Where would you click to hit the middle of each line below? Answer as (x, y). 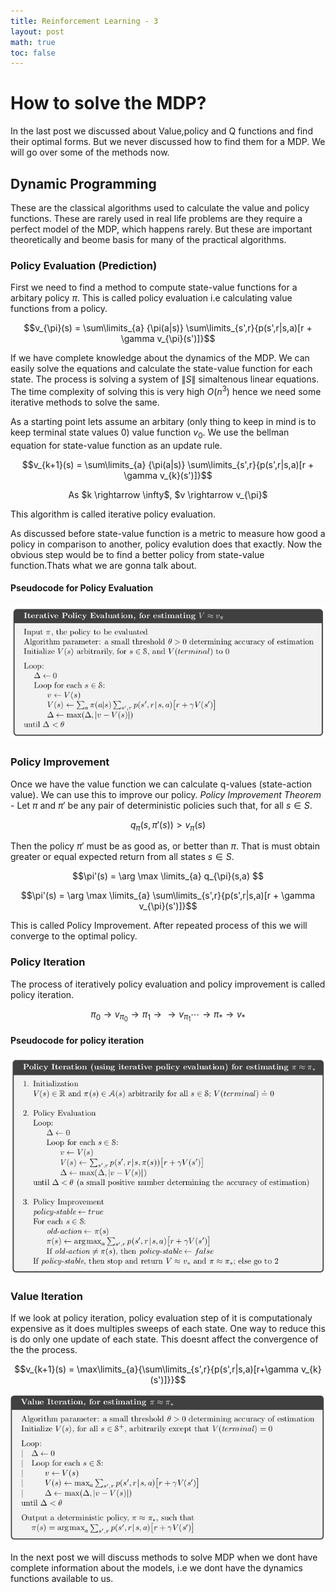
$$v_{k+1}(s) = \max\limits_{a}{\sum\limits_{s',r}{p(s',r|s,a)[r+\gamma (156, 1369)
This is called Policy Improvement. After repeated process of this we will (159, 926)
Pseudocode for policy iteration (77, 1041)
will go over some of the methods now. (90, 152)
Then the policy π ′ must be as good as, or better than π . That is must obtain (165, 846)
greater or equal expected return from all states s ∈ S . (122, 857)
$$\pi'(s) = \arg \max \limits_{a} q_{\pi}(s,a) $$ (168, 876)
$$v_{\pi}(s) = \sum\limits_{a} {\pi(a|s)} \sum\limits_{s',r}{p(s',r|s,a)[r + (168, 328)
